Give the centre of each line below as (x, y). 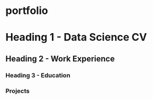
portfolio (27, 11)
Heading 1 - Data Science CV (76, 37)
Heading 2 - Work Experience (60, 58)
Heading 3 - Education (38, 75)
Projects (18, 91)
